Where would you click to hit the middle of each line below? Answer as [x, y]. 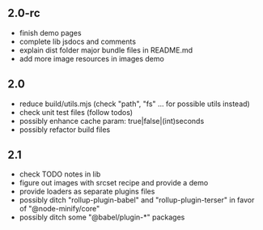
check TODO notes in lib [60, 174]
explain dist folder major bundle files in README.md [106, 50]
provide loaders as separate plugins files [87, 192]
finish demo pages [50, 32]
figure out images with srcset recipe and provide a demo [114, 183]
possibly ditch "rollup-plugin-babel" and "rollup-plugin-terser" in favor [137, 200]
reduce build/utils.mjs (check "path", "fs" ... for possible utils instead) [134, 104]
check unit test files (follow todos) [76, 112]
